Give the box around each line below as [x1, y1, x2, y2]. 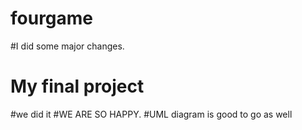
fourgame [10, 7, 94, 30]
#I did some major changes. [10, 40, 125, 52]
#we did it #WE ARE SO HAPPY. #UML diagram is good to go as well [10, 108, 293, 120]
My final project [10, 75, 145, 98]
